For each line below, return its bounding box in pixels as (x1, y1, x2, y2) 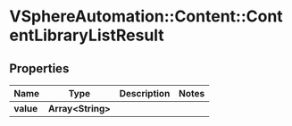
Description (119, 88, 171, 99)
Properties (9, 61, 70, 76)
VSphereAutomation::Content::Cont (9, 6, 283, 27)
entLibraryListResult (9, 25, 165, 46)
